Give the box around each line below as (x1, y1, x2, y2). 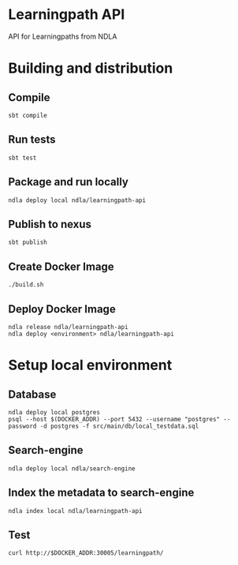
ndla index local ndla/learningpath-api (8, 507, 143, 514)
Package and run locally (8, 175, 128, 189)
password (8, 422, 37, 430)
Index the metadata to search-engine (8, 486, 195, 500)
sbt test (8, 154, 37, 162)
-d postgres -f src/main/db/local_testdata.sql (39, 422, 199, 430)
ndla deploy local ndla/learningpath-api (8, 196, 147, 204)
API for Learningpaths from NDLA (8, 32, 117, 41)
